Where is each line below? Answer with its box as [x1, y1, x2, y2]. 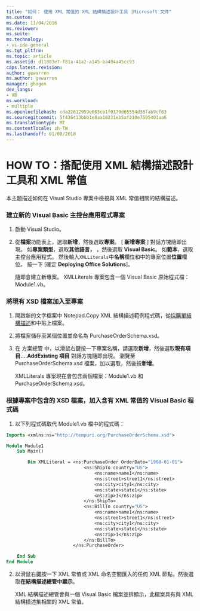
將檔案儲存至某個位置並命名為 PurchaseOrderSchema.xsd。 [14, 332, 163, 340]
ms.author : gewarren [6, 75, 58, 81]
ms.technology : [6, 36, 44, 42]
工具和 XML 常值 [6, 174, 87, 187]
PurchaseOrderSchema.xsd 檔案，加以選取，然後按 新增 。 [14, 360, 158, 367]
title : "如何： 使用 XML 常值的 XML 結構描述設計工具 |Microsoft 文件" [6, 8, 172, 15]
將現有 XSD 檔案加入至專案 [6, 297, 84, 305]
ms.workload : [6, 97, 39, 103]
